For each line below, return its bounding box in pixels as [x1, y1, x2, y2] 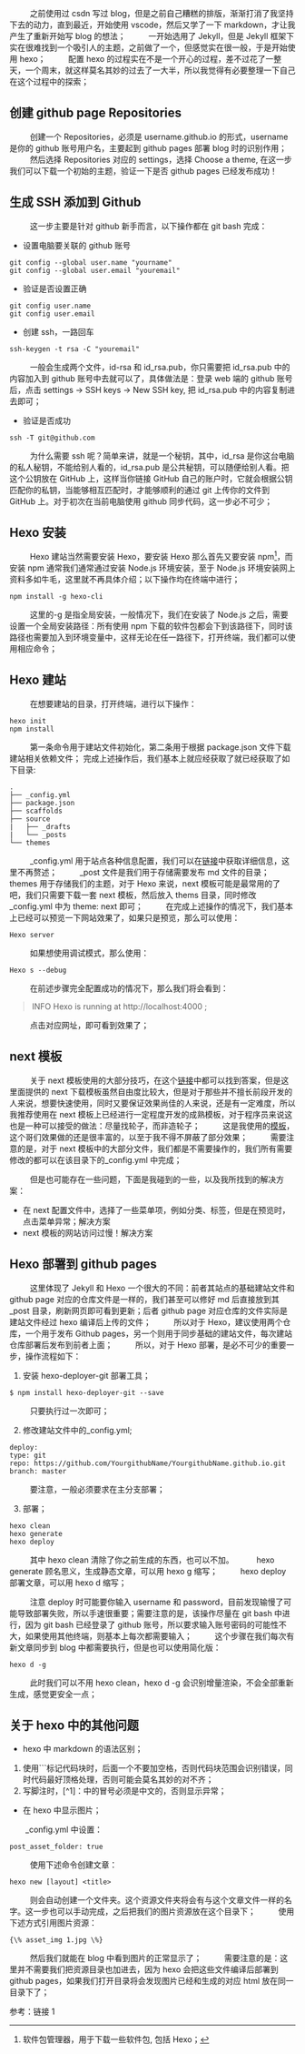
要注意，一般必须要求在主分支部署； [29, 1483, 165, 1494]
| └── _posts [9, 830, 67, 839]
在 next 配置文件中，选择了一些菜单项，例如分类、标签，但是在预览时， [22, 1204, 290, 1215]
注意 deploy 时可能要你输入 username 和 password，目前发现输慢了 [29, 1596, 284, 1607]
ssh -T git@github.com [9, 433, 95, 442]
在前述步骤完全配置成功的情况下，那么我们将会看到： [29, 982, 229, 994]
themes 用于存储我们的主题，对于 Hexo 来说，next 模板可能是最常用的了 [9, 877, 281, 889]
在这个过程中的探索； [9, 76, 89, 86]
